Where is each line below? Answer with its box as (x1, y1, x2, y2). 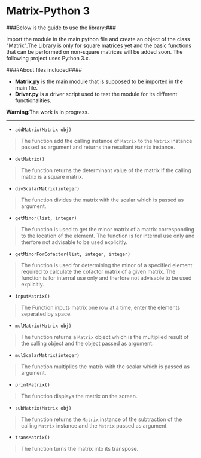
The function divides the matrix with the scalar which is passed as (20, 196, 184, 203)
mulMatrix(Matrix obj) (14, 323, 72, 329)
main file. (14, 84, 38, 91)
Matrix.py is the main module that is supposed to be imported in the (14, 78, 184, 85)
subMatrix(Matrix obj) (14, 405, 72, 411)
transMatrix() (14, 435, 50, 441)
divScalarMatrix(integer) (14, 185, 80, 192)
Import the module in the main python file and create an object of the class (6, 35, 190, 42)
